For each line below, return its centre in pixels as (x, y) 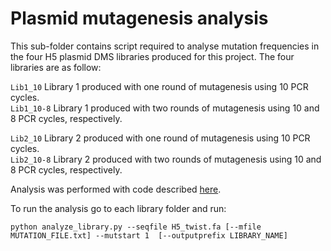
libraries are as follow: (56, 67)
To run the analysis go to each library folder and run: (118, 208)
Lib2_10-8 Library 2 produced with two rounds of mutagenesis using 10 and (166, 159)
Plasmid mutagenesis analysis (139, 18)
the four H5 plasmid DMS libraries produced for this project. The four (152, 56)
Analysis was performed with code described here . (116, 189)
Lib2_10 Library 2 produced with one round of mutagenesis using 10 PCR (160, 138)
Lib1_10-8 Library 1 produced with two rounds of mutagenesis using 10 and (165, 108)
